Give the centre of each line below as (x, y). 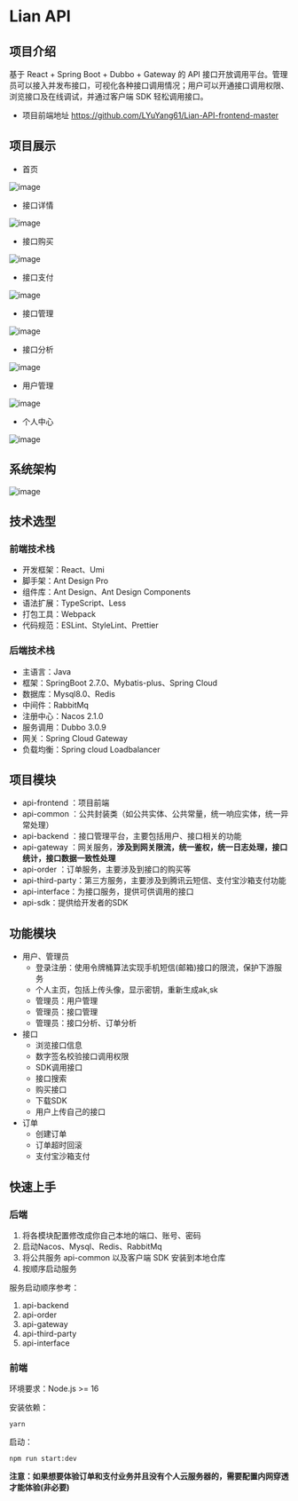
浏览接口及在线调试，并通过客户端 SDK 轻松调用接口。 (109, 96)
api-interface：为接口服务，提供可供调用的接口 (108, 892)
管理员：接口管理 (67, 1012)
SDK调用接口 (59, 1068)
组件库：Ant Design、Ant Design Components (106, 592)
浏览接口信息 (59, 1046)
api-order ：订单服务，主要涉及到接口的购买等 (106, 869)
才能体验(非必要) (39, 1488)
